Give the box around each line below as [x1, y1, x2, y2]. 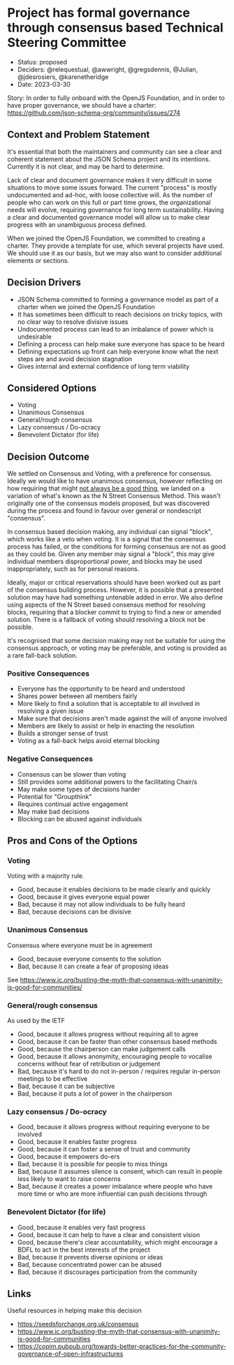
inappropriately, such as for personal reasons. [7, 565, 140, 573]
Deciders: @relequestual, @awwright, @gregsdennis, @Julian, [17, 65, 198, 73]
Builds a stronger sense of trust [17, 729, 108, 737]
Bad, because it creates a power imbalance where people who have [17, 1182, 213, 1191]
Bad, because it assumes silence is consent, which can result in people [17, 1167, 223, 1176]
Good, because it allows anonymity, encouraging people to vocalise [17, 1052, 213, 1061]
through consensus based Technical [7, 20, 224, 36]
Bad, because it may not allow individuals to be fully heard [17, 900, 185, 909]
